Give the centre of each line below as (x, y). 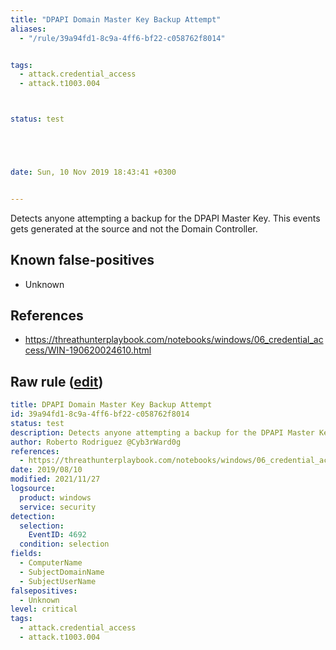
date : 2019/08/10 (46, 470)
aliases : (28, 29)
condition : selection (64, 544)
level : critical (44, 609)
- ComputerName (51, 563)
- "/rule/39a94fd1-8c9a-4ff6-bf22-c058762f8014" (122, 38)
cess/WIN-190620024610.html (88, 350)
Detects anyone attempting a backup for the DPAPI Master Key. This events (165, 218)
